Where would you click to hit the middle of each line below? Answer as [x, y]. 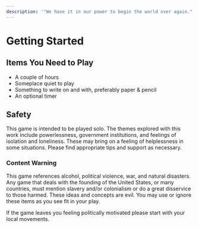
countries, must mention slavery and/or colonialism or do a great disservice [99, 188]
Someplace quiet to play [44, 83]
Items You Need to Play [50, 63]
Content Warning [32, 163]
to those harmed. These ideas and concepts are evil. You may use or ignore [99, 195]
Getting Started [45, 41]
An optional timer [36, 96]
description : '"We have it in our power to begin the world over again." [100, 12]
